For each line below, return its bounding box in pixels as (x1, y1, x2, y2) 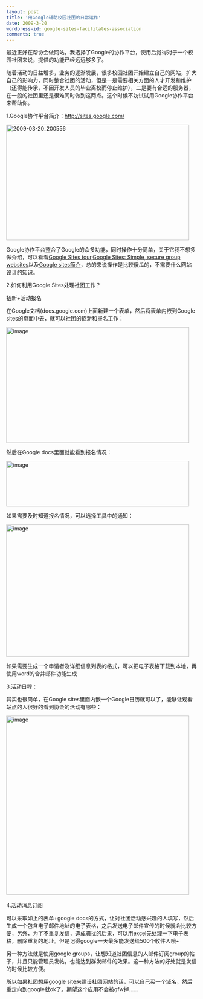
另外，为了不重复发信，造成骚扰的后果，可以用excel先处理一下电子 (16, 929, 184, 937)
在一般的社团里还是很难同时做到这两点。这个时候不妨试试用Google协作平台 (6, 92, 194, 99)
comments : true (6, 31, 45, 37)
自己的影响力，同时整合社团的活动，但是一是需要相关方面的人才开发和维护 (6, 77, 192, 84)
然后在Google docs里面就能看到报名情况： (6, 449, 112, 456)
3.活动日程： (6, 683, 38, 690)
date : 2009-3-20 (6, 20, 47, 26)
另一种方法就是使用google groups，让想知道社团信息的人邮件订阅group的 (6, 950, 190, 957)
